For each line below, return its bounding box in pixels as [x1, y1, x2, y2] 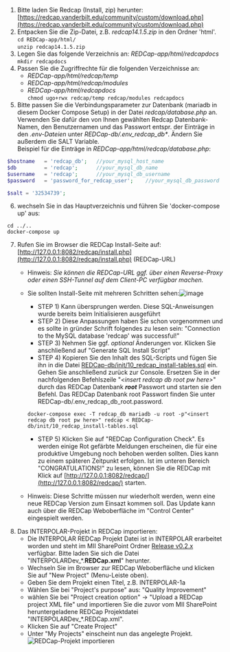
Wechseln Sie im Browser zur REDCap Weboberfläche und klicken [27, 564, 215, 572]
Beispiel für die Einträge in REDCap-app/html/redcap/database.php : [16, 144, 211, 153]
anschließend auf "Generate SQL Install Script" [37, 347, 170, 355]
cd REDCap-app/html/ [16, 36, 76, 43]
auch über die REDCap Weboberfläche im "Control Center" [27, 507, 194, 515]
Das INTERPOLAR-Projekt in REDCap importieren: [16, 528, 158, 536]
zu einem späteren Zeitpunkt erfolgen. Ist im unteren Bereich [37, 457, 209, 465]
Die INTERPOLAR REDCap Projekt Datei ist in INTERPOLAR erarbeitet [27, 534, 222, 543]
